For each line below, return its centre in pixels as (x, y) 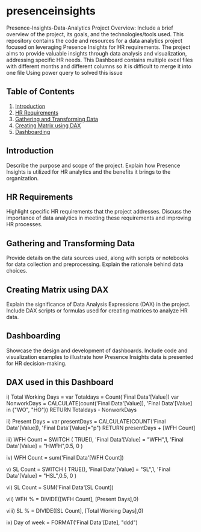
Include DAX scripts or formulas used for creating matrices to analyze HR (97, 311)
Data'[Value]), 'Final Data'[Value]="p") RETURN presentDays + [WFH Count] (101, 428)
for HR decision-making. (36, 363)
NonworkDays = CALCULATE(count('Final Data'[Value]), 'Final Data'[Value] (99, 403)
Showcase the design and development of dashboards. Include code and (97, 350)
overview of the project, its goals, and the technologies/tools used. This (95, 34)
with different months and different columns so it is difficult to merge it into (99, 66)
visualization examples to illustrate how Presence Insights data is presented (100, 356)
